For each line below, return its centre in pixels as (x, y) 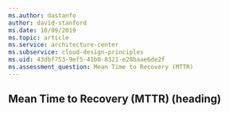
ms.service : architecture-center (64, 45)
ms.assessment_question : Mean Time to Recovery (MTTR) (101, 67)
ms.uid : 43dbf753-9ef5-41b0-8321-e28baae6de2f (87, 60)
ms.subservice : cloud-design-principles (76, 52)
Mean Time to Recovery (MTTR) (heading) (114, 99)
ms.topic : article (39, 38)
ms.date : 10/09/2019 (43, 30)
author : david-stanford (48, 23)
